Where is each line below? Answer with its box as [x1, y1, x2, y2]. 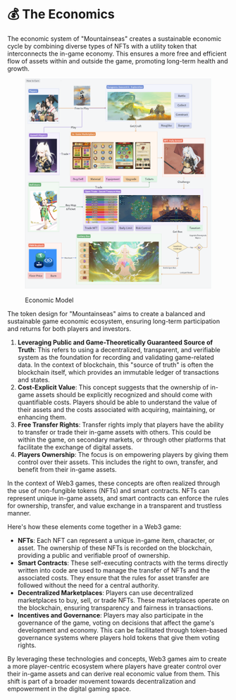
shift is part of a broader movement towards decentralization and [7, 677, 196, 685]
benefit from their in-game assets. [17, 465, 118, 473]
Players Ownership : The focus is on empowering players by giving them [17, 450, 229, 458]
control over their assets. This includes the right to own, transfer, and [17, 458, 218, 466]
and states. [17, 375, 51, 384]
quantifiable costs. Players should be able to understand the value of [17, 398, 217, 406]
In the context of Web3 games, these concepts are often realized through [7, 479, 221, 487]
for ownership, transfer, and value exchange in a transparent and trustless [7, 501, 222, 510]
